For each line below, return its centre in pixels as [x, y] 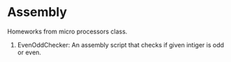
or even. [29, 52]
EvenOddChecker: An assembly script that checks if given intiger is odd [121, 45]
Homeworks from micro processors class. [67, 31]
